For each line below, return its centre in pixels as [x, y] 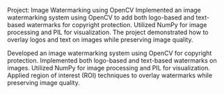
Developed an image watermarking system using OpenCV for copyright [110, 53]
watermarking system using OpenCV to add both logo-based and [101, 17]
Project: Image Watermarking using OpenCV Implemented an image [104, 10]
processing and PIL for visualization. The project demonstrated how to [108, 32]
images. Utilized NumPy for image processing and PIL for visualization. [109, 68]
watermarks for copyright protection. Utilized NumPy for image [117, 25]
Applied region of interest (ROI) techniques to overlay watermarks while [110, 75]
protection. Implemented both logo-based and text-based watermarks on [112, 61]
